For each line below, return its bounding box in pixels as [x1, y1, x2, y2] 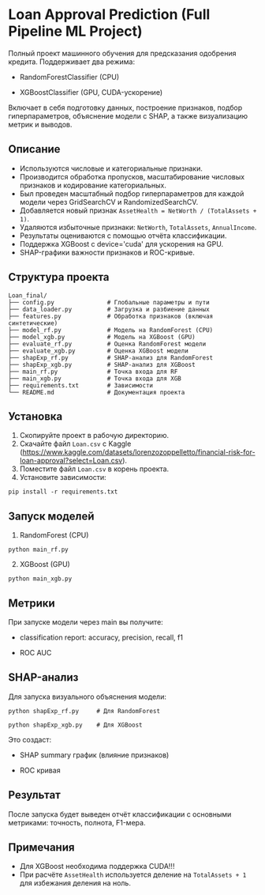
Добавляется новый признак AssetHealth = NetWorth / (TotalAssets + [19, 206, 257, 215]
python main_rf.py [8, 546, 69, 554]
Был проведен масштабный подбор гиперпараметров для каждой [19, 188, 244, 198]
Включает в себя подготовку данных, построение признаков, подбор [8, 103, 243, 112]
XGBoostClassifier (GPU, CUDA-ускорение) [19, 87, 163, 96]
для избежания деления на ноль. [19, 878, 132, 888]
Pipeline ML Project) [8, 22, 144, 40]
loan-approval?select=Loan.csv [19, 456, 123, 466]
